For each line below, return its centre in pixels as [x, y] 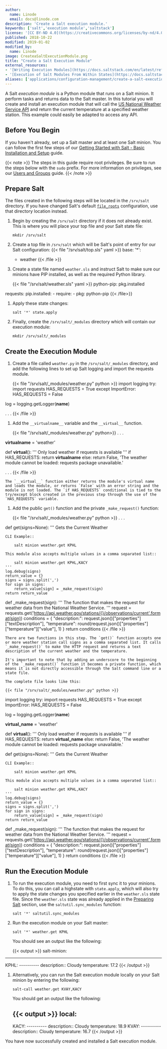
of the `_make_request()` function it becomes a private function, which [83, 664]
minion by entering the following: [46, 980]
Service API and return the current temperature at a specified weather [77, 109]
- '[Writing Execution [29, 70]
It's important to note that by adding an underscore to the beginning [81, 660]
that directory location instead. [37, 211]
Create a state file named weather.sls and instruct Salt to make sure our [86, 269]
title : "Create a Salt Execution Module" [49, 61]
